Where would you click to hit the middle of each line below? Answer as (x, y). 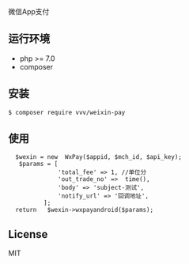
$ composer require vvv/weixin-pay (67, 112)
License (28, 234)
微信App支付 (29, 11)
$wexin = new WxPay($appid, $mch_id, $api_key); (98, 157)
